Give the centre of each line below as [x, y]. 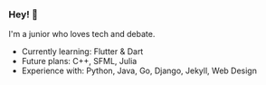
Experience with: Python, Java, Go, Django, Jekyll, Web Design [139, 71]
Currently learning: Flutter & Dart [82, 52]
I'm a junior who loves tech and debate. [82, 34]
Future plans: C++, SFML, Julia [79, 61]
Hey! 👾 [23, 14]
